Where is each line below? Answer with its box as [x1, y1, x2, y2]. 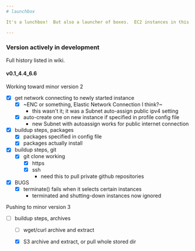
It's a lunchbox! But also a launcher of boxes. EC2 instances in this [6, 19, 190, 25]
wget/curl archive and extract [23, 226, 95, 233]
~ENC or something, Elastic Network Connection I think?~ [23, 101, 163, 108]
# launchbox [6, 8, 35, 15]
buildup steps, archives [14, 214, 71, 222]
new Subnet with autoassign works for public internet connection [32, 120, 189, 127]
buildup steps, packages [14, 127, 74, 134]
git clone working [23, 153, 65, 160]
